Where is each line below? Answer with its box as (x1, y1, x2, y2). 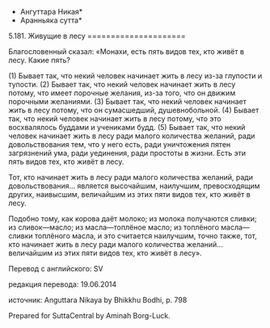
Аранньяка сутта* (19, 15, 82, 25)
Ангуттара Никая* (19, 7, 83, 16)
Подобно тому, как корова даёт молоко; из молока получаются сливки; (8, 214, 257, 223)
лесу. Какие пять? (8, 56, 71, 65)
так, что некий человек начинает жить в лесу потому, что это (8, 114, 221, 124)
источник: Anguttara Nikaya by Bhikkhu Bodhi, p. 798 (8, 295, 188, 305)
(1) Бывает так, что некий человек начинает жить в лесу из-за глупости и (8, 71, 263, 80)
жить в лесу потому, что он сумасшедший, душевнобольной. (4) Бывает (8, 105, 259, 115)
